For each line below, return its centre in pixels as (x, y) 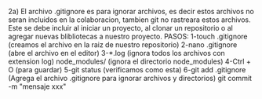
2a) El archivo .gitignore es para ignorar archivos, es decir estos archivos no (131, 11)
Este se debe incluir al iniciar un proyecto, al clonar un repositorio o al (120, 28)
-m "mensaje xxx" (37, 86)
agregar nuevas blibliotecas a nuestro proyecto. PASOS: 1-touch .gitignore (128, 36)
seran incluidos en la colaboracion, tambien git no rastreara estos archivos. (129, 20)
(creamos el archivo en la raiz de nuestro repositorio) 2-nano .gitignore (123, 45)
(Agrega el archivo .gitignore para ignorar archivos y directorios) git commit (130, 78)
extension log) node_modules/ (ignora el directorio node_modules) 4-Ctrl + (129, 61)
